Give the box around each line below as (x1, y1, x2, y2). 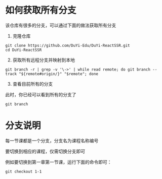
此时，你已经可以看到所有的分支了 (5, 91, 76, 97)
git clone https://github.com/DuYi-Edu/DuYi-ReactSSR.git (5, 43, 130, 48)
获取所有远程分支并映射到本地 (12, 56, 75, 63)
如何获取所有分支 (5, 5, 77, 16)
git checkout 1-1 (5, 169, 42, 174)
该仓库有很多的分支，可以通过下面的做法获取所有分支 (5, 22, 116, 28)
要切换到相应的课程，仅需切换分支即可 (5, 148, 85, 154)
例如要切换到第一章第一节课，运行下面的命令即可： (5, 159, 112, 165)
